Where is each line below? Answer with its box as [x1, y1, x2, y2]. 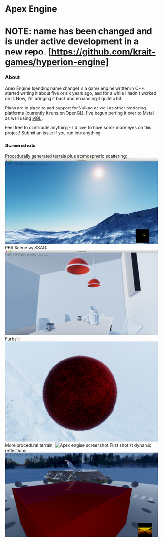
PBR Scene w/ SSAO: [5, 245, 48, 250]
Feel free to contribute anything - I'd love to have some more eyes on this [5, 125, 152, 130]
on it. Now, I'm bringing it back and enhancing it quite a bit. [5, 95, 123, 101]
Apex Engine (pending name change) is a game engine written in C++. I [5, 85, 148, 91]
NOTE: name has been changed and [5, 26, 152, 37]
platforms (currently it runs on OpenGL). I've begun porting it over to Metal [5, 110, 154, 116]
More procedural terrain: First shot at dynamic [5, 442, 152, 448]
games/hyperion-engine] [5, 57, 109, 68]
